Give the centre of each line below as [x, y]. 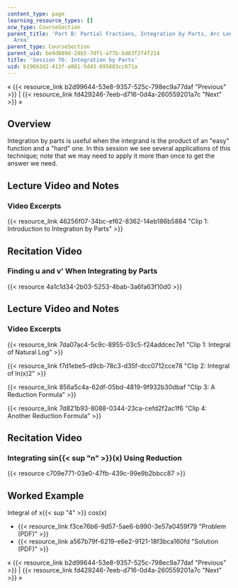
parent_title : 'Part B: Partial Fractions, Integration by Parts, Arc [114, 34]
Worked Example [46, 496]
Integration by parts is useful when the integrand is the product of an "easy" [118, 141]
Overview [29, 124]
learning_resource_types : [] [50, 21]
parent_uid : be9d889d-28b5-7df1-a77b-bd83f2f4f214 [84, 54]
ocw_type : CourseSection [44, 27]
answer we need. [33, 163]
